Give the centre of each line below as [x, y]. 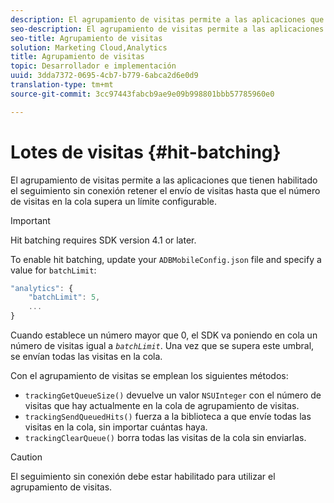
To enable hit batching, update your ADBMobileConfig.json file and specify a [166, 259]
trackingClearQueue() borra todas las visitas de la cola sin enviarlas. [165, 438]
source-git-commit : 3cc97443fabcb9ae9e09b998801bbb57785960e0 [142, 94]
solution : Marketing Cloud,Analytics [89, 47]
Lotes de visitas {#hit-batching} [146, 152]
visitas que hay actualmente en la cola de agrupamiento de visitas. [162, 406]
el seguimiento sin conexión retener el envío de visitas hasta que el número [165, 190]
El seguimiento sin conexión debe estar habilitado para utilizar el [143, 477]
